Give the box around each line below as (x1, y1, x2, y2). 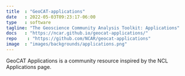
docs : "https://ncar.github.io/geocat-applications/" (6, 30, 149, 36)
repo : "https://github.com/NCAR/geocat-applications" (6, 36, 151, 42)
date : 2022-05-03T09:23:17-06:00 (6, 14, 96, 20)
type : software (6, 19, 51, 25)
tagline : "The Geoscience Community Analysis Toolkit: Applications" (6, 25, 180, 31)
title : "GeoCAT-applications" (6, 8, 85, 15)
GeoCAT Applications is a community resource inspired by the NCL (6, 57, 169, 64)
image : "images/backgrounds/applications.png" (6, 42, 127, 47)
